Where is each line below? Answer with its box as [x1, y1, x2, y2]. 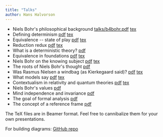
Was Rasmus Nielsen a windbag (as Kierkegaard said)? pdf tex [12, 68, 143, 75]
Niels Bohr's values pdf [12, 85, 62, 91]
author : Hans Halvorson [5, 12, 56, 17]
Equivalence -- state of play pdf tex [12, 36, 87, 43]
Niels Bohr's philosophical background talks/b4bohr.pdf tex [12, 26, 137, 32]
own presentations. [5, 116, 45, 122]
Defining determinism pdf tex [12, 31, 74, 37]
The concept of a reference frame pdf [12, 101, 92, 107]
